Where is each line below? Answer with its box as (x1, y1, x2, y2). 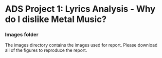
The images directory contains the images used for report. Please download (5, 42, 158, 48)
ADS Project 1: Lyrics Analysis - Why (5, 3, 156, 15)
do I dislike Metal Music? (5, 14, 107, 25)
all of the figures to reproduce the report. (5, 47, 88, 53)
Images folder (5, 31, 39, 38)
